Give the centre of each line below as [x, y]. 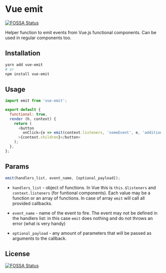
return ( [23, 123]
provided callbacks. [32, 203]
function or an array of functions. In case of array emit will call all [78, 198]
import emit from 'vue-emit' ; [36, 101]
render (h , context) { [33, 119]
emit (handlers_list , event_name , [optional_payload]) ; [63, 178]
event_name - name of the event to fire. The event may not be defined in [85, 213]
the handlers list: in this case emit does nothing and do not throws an [83, 218]
